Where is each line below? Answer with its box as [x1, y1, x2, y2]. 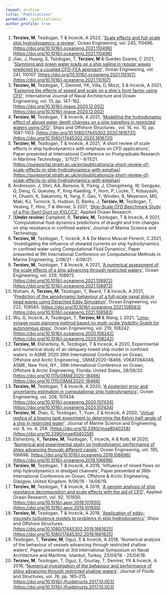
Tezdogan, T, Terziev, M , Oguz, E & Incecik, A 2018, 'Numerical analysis [12, 536, 161, 542]
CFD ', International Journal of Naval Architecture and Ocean [12, 93, 136, 99]
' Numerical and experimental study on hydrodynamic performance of [12, 441, 155, 447]
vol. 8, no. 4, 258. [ [12, 425, 52, 431]
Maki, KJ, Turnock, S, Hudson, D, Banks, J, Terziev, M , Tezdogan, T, [12, 198, 153, 204]
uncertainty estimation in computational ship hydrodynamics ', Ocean [12, 389, 154, 395]
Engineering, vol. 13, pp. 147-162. [12, 98, 81, 104]
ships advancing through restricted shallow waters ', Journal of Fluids [12, 568, 155, 574]
